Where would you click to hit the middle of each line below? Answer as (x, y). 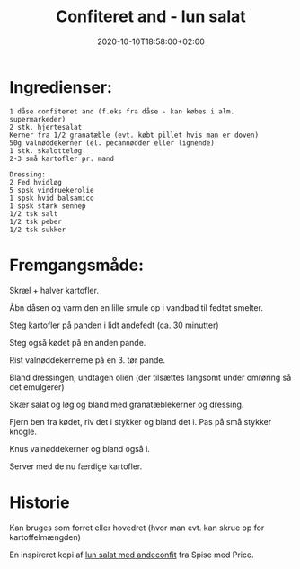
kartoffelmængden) (45, 537)
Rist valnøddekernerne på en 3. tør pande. (88, 360)
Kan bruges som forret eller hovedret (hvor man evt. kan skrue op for (137, 528)
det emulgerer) (37, 387)
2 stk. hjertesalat (46, 127)
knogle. (23, 431)
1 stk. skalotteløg (46, 150)
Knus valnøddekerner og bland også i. (80, 448)
